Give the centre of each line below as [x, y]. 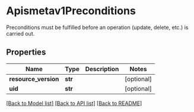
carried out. [20, 33]
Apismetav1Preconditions [71, 11]
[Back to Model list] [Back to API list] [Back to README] [74, 103]
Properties [26, 52]
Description [102, 69]
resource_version [34, 79]
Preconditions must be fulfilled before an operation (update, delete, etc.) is [97, 27]
